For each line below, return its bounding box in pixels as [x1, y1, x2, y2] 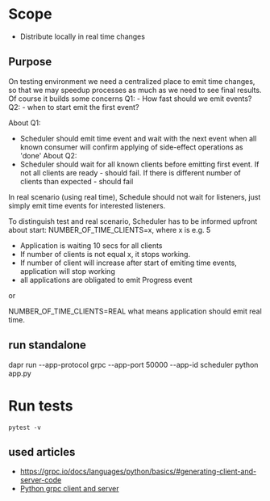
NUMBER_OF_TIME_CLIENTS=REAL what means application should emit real [8, 306, 262, 316]
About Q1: [8, 118, 41, 128]
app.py [8, 368, 32, 378]
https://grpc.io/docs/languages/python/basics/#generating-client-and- [19, 466, 256, 477]
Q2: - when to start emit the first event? [8, 102, 139, 112]
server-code [19, 475, 62, 485]
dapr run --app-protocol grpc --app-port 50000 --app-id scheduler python [8, 360, 259, 369]
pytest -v [8, 423, 42, 432]
